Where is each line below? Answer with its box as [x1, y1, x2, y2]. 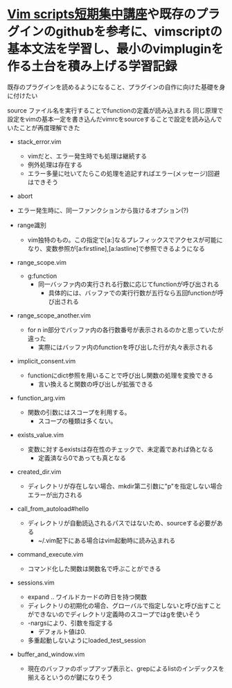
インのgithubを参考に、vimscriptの [19, 24, 223, 40]
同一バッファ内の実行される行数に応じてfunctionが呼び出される [37, 279, 220, 288]
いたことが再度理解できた [7, 123, 80, 132]
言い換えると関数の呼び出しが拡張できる [37, 379, 154, 388]
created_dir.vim [17, 467, 62, 476]
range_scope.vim [17, 258, 67, 266]
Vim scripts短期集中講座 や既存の [7, 6, 196, 22]
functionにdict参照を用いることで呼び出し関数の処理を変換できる [27, 371, 213, 379]
